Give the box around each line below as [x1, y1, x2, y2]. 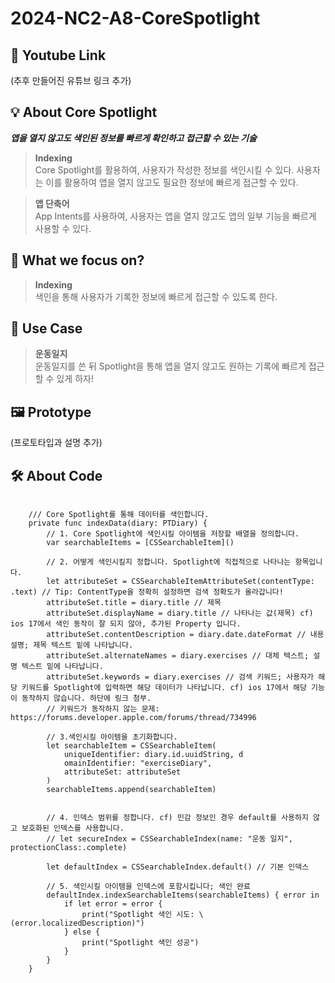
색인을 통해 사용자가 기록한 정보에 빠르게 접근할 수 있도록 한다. [34, 290, 278, 302]
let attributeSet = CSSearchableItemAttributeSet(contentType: [46, 577, 315, 587]
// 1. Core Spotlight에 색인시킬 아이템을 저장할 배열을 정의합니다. [46, 529, 300, 539]
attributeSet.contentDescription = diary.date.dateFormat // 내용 [46, 630, 325, 640]
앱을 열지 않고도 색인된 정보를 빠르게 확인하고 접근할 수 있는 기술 [10, 132, 257, 144]
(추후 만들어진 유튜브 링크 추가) [10, 75, 132, 86]
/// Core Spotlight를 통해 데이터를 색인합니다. [28, 510, 210, 520]
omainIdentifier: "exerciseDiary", [63, 758, 213, 769]
